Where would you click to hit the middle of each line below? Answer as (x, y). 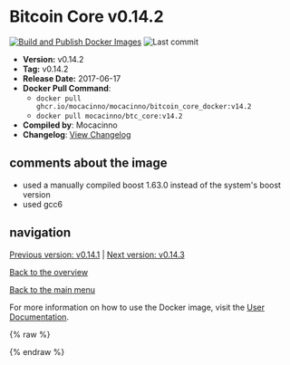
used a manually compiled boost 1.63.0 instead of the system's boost (151, 185)
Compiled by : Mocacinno (70, 125)
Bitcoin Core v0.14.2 (87, 17)
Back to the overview (49, 272)
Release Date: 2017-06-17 (72, 78)
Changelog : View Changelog (77, 134)
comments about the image (88, 163)
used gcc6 (43, 204)
